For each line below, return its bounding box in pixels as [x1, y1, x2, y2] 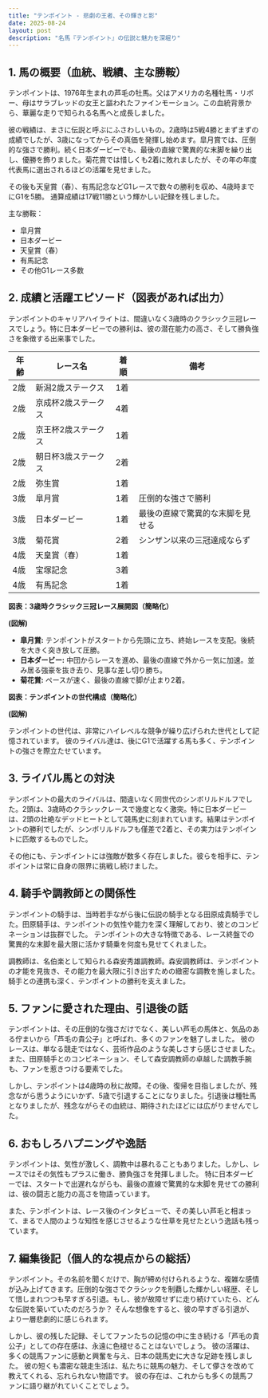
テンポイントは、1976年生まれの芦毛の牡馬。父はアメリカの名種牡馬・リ [8, 89, 247, 98]
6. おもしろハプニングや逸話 [8, 1136, 147, 1150]
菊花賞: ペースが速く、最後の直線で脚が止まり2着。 [19, 675, 190, 684]
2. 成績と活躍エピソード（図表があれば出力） [8, 291, 231, 305]
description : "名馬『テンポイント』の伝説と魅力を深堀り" [8, 33, 181, 42]
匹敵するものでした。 [22, 834, 93, 844]
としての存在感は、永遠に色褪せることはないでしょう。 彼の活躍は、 [29, 1341, 254, 1350]
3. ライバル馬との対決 [8, 771, 115, 786]
